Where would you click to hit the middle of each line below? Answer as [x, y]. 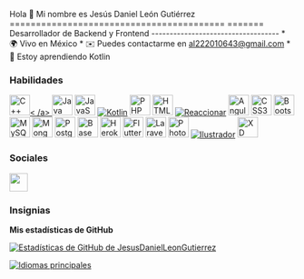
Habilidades [36, 80]
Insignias [30, 210]
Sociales [29, 158]
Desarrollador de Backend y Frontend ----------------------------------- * [147, 33]
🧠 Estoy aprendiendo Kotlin [60, 56]
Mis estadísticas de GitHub [61, 229]
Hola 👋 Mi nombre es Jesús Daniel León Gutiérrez [103, 14]
